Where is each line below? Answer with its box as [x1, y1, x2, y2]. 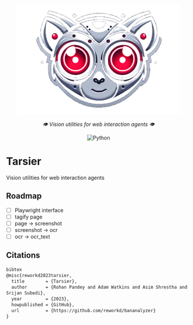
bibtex [6, 266, 22, 272]
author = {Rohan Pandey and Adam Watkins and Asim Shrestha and [11, 284, 188, 290]
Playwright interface [14, 207, 64, 214]
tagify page [14, 213, 43, 220]
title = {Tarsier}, [11, 278, 77, 284]
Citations [6, 251, 40, 261]
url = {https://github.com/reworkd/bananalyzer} [11, 307, 157, 313]
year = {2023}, [11, 296, 69, 302]
